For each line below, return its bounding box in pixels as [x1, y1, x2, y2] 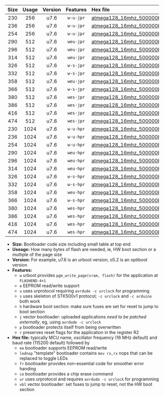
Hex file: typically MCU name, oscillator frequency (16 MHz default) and [12, 334, 158, 340]
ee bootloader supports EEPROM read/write [19, 345, 107, 351]
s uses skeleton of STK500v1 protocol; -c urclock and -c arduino [19, 293, 152, 299]
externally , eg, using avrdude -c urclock [19, 319, 102, 325]
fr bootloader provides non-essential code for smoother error [19, 361, 144, 366]
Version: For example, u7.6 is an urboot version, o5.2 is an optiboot [12, 257, 148, 263]
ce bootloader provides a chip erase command [19, 371, 113, 376]
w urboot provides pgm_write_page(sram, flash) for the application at [19, 272, 158, 278]
